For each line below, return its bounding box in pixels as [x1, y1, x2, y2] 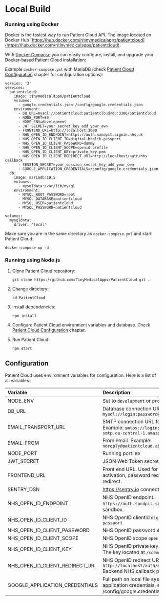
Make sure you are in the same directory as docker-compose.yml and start [5, 231, 152, 236]
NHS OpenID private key [102, 542, 159, 549]
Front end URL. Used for [102, 466, 158, 472]
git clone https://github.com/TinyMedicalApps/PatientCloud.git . [12, 277, 150, 282]
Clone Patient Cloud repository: [12, 268, 76, 274]
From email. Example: [102, 437, 152, 444]
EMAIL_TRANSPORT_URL [7, 424, 65, 430]
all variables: [5, 377, 31, 383]
